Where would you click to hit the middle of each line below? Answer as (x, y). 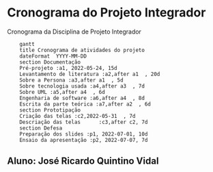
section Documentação (50, 62)
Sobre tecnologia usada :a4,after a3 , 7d (82, 86)
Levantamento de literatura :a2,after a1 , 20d (90, 74)
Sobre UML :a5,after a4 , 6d (62, 92)
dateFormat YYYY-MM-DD (53, 56)
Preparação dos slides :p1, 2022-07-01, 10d (84, 134)
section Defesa (41, 128)
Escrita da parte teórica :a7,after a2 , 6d (85, 104)
